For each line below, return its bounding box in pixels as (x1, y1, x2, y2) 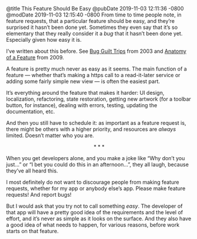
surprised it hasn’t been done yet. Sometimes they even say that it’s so (6, 24, 178, 31)
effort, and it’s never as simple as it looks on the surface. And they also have (6, 215, 192, 222)
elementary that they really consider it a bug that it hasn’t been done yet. (6, 30, 183, 37)
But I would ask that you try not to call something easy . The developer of (6, 203, 183, 210)
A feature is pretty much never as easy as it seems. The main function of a (6, 65, 187, 72)
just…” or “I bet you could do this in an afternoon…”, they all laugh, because (6, 161, 189, 168)
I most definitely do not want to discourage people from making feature (6, 179, 179, 185)
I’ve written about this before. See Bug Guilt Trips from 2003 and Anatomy (6, 48, 187, 55)
